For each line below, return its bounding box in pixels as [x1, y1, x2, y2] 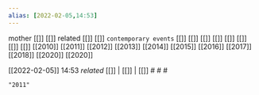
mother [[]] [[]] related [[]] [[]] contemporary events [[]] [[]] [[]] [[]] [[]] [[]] [8, 33, 248, 43]
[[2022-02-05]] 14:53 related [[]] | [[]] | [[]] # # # [8, 65, 168, 75]
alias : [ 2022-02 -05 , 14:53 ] [8, 11, 98, 20]
